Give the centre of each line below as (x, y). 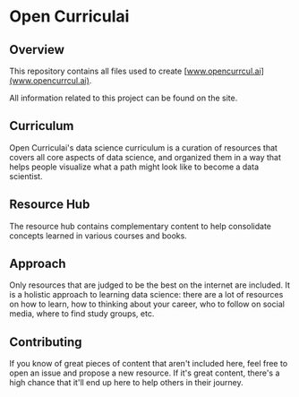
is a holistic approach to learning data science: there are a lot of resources (146, 295)
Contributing (46, 342)
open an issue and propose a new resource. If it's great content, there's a (145, 373)
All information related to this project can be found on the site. (124, 98)
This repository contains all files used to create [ (98, 71)
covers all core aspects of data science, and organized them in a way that (145, 157)
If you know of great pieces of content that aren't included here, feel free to (149, 364)
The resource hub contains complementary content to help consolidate (140, 226)
